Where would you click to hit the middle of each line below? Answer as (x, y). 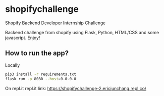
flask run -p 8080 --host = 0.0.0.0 (41, 79)
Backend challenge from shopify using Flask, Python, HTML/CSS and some (82, 32)
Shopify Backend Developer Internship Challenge (55, 23)
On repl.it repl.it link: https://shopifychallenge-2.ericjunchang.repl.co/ (76, 88)
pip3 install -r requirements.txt (41, 74)
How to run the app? (37, 53)
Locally (13, 65)
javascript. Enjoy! (23, 38)
